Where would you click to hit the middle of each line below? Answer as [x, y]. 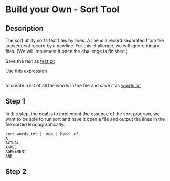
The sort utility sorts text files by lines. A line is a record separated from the [85, 40]
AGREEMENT [16, 151]
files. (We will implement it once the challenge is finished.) [67, 51]
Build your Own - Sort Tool [62, 9]
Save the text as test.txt [30, 61]
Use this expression [26, 71]
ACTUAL [12, 143]
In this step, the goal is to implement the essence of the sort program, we [82, 114]
